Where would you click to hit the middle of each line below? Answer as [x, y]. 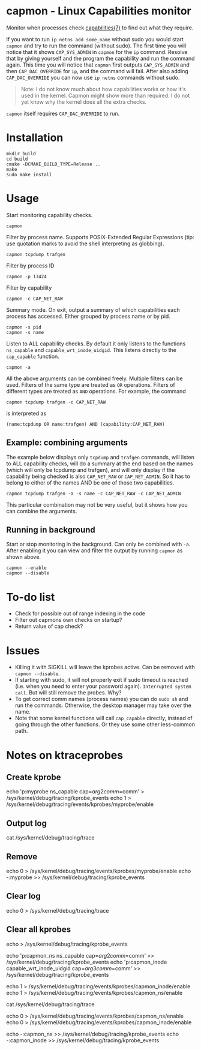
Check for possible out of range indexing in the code [80, 613]
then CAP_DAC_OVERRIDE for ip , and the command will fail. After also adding [97, 71]
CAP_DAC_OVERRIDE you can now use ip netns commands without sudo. [93, 77]
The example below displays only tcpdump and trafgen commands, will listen [100, 457]
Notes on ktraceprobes [65, 755]
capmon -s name [25, 332]
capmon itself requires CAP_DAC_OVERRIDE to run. [63, 113]
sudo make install [29, 175]
